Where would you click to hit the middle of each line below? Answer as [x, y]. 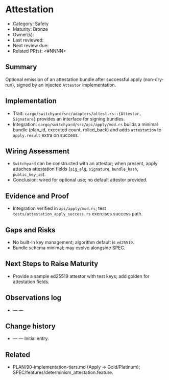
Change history [31, 326]
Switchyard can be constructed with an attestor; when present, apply [85, 164]
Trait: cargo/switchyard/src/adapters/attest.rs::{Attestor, [77, 113]
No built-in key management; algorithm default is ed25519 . [73, 242]
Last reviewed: [28, 40]
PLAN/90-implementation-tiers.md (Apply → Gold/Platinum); [76, 367]
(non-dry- [154, 79]
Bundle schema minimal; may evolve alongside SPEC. [69, 248]
